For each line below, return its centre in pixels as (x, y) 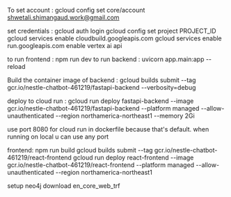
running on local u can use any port (58, 136)
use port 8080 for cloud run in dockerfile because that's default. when (108, 129)
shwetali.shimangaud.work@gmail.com (63, 17)
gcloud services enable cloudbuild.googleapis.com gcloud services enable (115, 38)
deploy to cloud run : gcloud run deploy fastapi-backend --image (101, 101)
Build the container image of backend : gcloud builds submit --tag (102, 80)
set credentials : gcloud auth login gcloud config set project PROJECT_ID (112, 31)
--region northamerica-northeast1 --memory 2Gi (125, 116)
